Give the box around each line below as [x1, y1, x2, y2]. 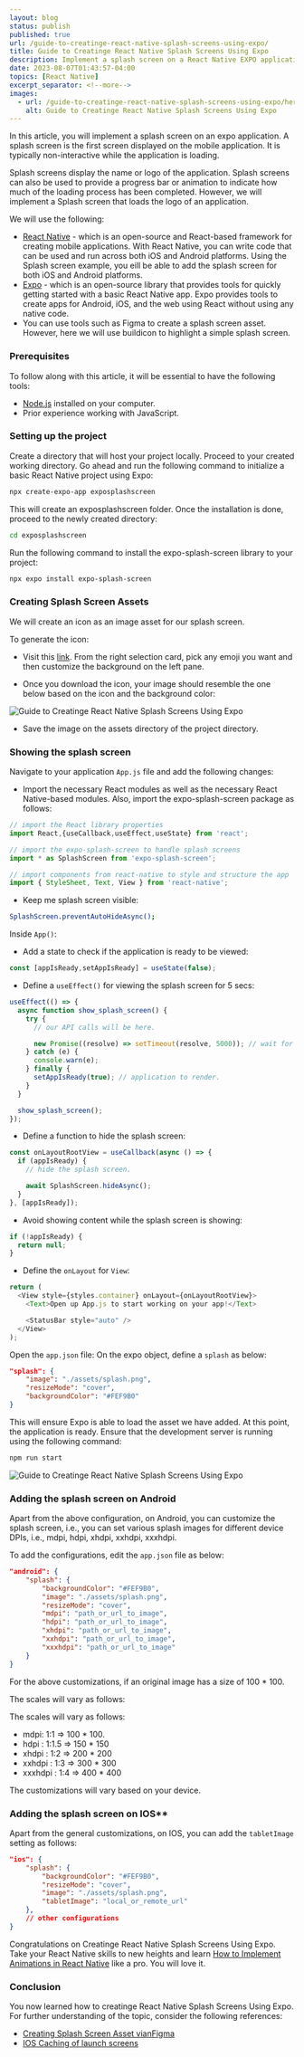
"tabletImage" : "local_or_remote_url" [42, 1897, 188, 1906]
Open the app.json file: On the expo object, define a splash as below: [9, 1349, 267, 1360]
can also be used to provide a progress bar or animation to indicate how [9, 177, 278, 188]
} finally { [25, 1064, 71, 1073]
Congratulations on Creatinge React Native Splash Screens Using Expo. [9, 1938, 276, 1949]
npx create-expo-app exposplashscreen [9, 487, 156, 496]
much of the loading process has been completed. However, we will [9, 186, 262, 197]
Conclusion [9, 1980, 62, 1993]
